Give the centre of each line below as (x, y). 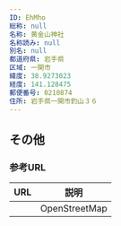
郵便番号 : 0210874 (41, 92)
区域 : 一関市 (30, 68)
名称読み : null (35, 43)
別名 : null (28, 51)
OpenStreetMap (73, 209)
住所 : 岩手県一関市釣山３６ (54, 101)
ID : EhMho (28, 17)
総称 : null (28, 26)
